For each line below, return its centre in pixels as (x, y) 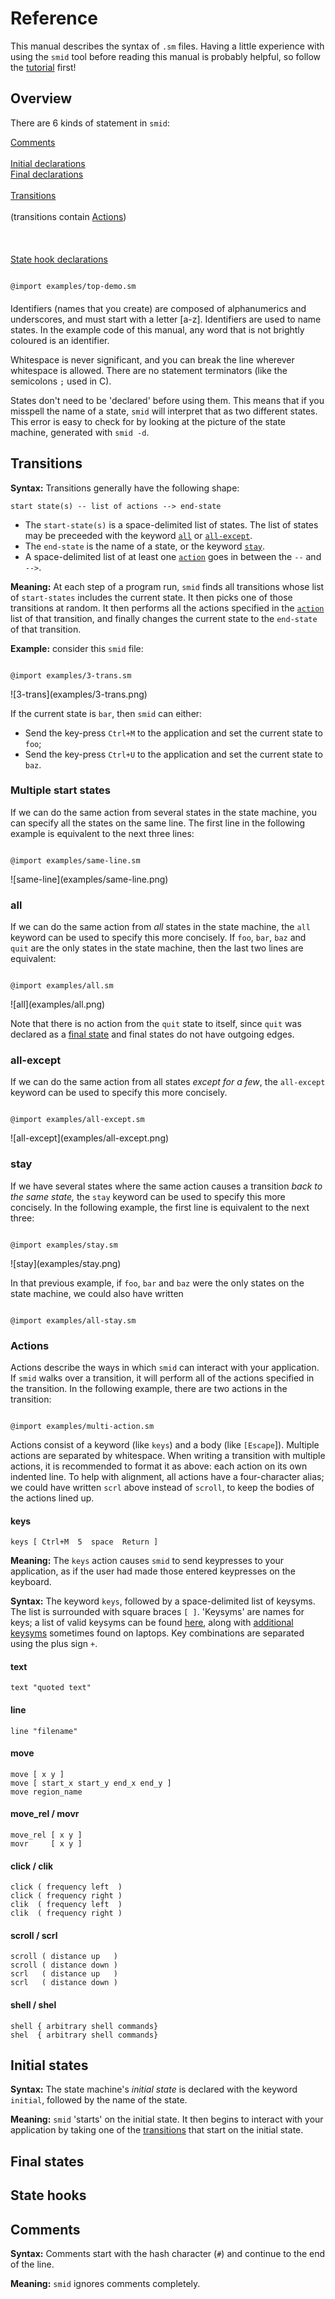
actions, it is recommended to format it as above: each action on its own (159, 1466)
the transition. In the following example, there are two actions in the (149, 1389)
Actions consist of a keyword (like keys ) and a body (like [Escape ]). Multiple (165, 1445)
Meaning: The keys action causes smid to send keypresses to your (147, 1561)
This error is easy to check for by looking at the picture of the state (148, 421)
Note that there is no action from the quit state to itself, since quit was (156, 1024)
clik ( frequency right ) (66, 1913)
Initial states (49, 2065)
